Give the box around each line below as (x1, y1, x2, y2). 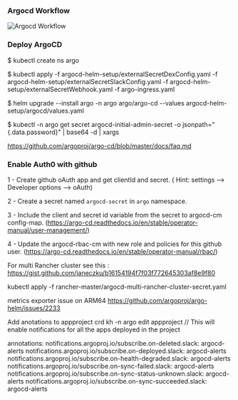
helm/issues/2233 (7, 304, 61, 312)
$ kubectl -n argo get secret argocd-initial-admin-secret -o (7, 120, 182, 128)
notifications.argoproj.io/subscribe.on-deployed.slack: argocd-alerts (25, 347, 227, 355)
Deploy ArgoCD (7, 40, 63, 50)
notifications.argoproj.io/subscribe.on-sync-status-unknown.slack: (7, 369, 205, 378)
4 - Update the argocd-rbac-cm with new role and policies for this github (7, 240, 222, 248)
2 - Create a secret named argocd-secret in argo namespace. (7, 197, 187, 205)
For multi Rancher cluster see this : (7, 261, 110, 270)
